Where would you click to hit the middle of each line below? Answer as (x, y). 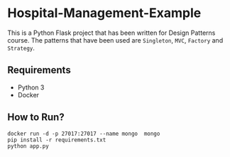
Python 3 (31, 87)
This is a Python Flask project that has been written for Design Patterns (111, 33)
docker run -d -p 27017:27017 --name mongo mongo (84, 134)
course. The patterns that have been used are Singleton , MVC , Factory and (115, 40)
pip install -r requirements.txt (57, 140)
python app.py (28, 146)
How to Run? (36, 118)
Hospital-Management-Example (104, 13)
